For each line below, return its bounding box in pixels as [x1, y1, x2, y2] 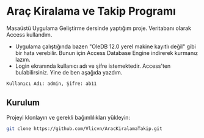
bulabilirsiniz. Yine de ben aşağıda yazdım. [15, 68, 123, 76]
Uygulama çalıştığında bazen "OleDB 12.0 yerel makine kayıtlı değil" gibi [15, 43, 197, 50]
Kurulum [6, 98, 40, 108]
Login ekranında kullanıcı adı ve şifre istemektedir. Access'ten [15, 62, 171, 70]
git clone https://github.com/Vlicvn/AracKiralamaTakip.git [6, 125, 163, 132]
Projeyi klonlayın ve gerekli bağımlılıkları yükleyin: [6, 114, 130, 121]
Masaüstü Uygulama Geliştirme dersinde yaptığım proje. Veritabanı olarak [6, 24, 191, 32]
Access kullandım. [6, 31, 53, 38]
